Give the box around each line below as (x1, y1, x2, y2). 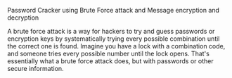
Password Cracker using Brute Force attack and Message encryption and (7, 6, 220, 14)
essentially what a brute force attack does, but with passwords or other (7, 57, 214, 65)
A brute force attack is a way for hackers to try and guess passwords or (7, 27, 215, 35)
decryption (7, 13, 39, 22)
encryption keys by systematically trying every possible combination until (7, 34, 220, 43)
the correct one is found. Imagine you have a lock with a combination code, (7, 42, 226, 50)
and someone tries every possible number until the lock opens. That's (7, 49, 210, 58)
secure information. (7, 65, 65, 72)
